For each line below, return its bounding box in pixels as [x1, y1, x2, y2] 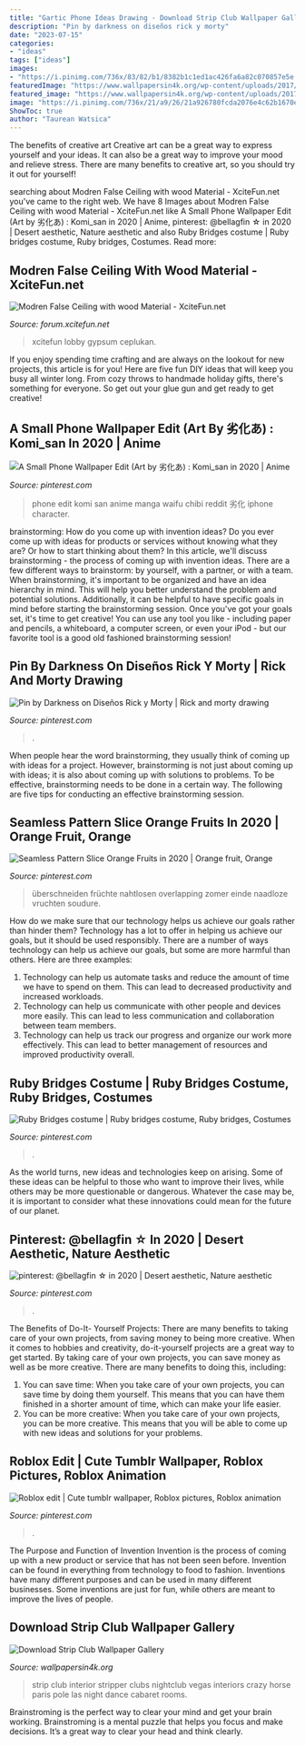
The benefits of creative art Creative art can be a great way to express [9, 140, 272, 151]
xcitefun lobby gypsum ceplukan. [31, 336, 157, 346]
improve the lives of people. [9, 1593, 113, 1604]
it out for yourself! [9, 169, 77, 180]
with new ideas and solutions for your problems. [22, 1428, 203, 1438]
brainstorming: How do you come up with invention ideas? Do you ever [9, 526, 275, 537]
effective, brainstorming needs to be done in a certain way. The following [9, 778, 283, 789]
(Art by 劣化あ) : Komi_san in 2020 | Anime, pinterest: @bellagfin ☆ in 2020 [9, 216, 292, 227]
